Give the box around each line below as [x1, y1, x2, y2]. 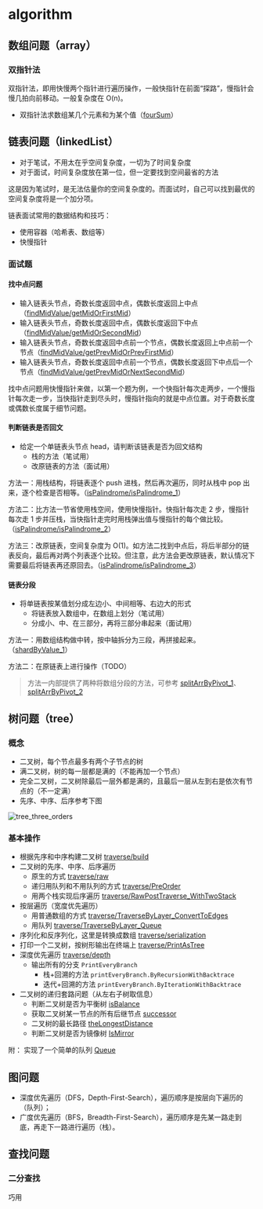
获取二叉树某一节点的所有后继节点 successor [31, 1009, 177, 1018]
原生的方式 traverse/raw [31, 871, 110, 881]
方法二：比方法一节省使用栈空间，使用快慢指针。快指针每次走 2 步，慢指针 [8, 505, 250, 514]
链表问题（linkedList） [8, 135, 119, 148]
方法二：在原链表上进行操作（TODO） [8, 662, 131, 671]
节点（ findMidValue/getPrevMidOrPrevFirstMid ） [19, 347, 178, 356]
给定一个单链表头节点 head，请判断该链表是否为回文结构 [19, 442, 203, 451]
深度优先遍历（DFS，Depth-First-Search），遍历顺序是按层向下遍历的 [19, 1093, 243, 1102]
